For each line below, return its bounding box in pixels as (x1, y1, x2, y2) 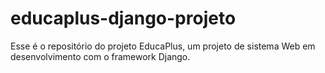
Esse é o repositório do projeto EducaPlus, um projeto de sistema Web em (10, 40, 316, 52)
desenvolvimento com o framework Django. (10, 50, 191, 62)
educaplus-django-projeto (10, 7, 237, 30)
